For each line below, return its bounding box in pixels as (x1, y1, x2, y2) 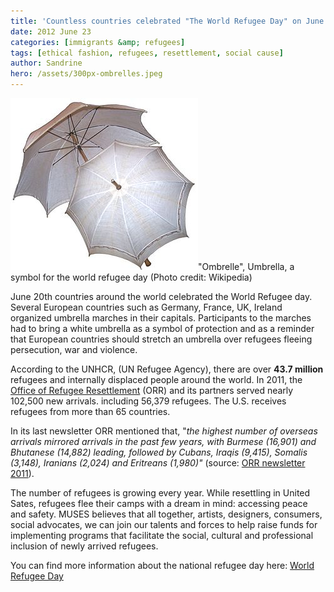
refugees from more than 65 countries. (10, 406, 171, 417)
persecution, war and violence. (10, 344, 138, 355)
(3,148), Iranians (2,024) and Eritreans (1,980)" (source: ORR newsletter (10, 457, 306, 469)
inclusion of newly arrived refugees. (10, 540, 159, 552)
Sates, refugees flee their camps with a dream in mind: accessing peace (10, 498, 308, 509)
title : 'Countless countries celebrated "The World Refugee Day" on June (10, 16, 325, 26)
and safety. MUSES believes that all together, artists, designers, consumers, (10, 508, 323, 520)
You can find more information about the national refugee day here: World (10, 560, 315, 571)
